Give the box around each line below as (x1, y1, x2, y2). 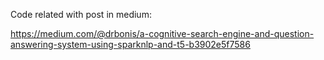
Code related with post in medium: (10, 9, 152, 20)
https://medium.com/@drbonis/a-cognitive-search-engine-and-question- (10, 28, 315, 39)
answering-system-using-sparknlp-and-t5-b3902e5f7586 (10, 39, 251, 50)
